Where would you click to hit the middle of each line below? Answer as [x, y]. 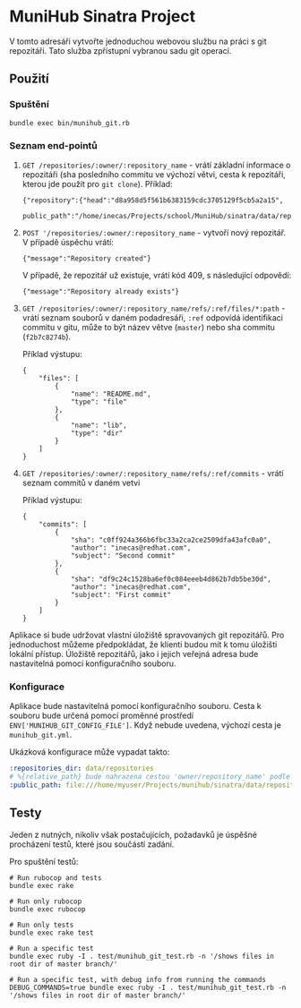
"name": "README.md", [111, 394]
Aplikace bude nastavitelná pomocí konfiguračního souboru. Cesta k [135, 706]
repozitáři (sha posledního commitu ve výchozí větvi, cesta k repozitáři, [154, 174]
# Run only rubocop [46, 901]
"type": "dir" [97, 433]
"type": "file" [99, 401]
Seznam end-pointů [54, 145]
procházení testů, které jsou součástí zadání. [92, 844]
